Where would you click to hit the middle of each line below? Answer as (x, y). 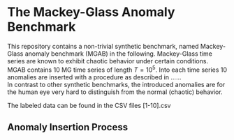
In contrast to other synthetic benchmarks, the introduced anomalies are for (116, 84)
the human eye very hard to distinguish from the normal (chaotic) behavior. (115, 92)
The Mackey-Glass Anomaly (91, 12)
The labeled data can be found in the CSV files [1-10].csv (89, 105)
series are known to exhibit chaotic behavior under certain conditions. (108, 61)
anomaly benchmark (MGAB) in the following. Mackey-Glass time (119, 54)
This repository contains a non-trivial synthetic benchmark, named (103, 46)
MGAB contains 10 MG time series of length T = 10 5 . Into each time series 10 (117, 69)
